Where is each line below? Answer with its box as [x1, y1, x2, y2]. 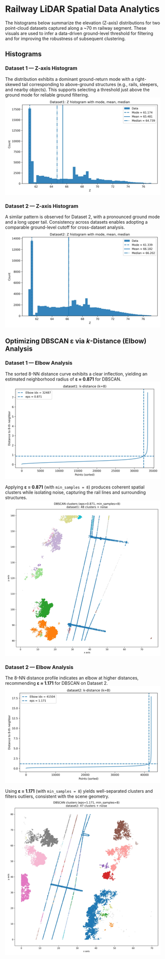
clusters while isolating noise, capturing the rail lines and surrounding [5, 489, 146, 495]
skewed [5, 81, 21, 87]
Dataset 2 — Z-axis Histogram [5, 202, 79, 209]
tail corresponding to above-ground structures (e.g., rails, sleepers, [22, 81, 159, 87]
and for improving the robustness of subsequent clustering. [5, 36, 126, 42]
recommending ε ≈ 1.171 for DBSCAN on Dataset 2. [5, 680, 108, 686]
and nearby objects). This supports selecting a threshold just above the [5, 87, 150, 93]
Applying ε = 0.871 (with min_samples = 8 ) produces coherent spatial [5, 484, 145, 490]
